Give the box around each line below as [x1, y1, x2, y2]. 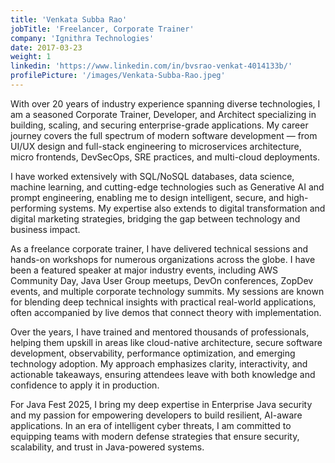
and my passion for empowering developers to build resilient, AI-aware [10, 409, 303, 421]
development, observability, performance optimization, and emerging [10, 347, 296, 359]
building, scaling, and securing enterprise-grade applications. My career [10, 119, 309, 131]
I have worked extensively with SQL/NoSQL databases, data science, [10, 170, 295, 182]
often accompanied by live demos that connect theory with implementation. [10, 306, 322, 318]
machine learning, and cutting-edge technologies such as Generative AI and [10, 181, 325, 193]
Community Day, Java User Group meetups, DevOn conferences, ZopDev [10, 274, 314, 286]
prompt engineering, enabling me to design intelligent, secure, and [10, 191, 285, 203]
